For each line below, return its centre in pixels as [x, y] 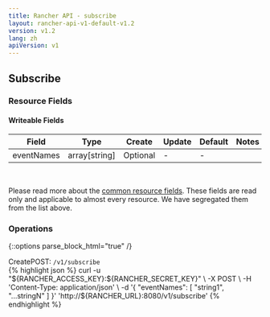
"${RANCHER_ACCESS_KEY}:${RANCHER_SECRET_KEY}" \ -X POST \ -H [130, 278]
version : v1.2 [32, 31]
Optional [139, 155]
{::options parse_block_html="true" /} [70, 245]
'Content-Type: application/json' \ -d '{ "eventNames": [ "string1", [117, 287]
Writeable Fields [36, 121]
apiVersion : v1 [34, 46]
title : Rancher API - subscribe [62, 16]
